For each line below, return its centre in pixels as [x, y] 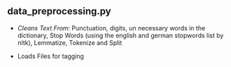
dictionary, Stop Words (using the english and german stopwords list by [120, 35]
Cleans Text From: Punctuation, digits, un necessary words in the [111, 28]
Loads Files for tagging [50, 56]
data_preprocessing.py [59, 11]
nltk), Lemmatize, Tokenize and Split [70, 42]
